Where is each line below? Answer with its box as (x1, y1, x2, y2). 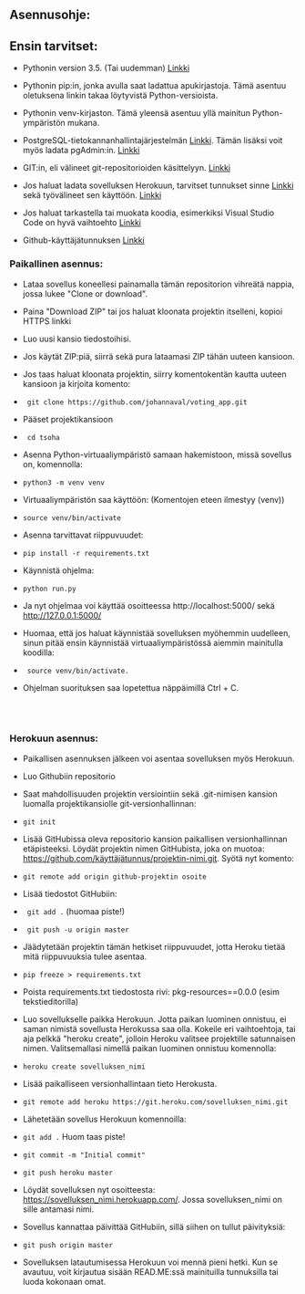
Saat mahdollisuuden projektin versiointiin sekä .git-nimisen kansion (22, 788, 278, 799)
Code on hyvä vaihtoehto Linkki (22, 217, 141, 228)
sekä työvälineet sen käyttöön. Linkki (22, 190, 162, 201)
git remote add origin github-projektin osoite (22, 871, 207, 882)
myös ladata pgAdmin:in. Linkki (22, 145, 140, 156)
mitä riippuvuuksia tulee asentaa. (22, 951, 147, 962)
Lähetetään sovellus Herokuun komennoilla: (22, 1113, 187, 1124)
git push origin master (22, 1240, 114, 1249)
